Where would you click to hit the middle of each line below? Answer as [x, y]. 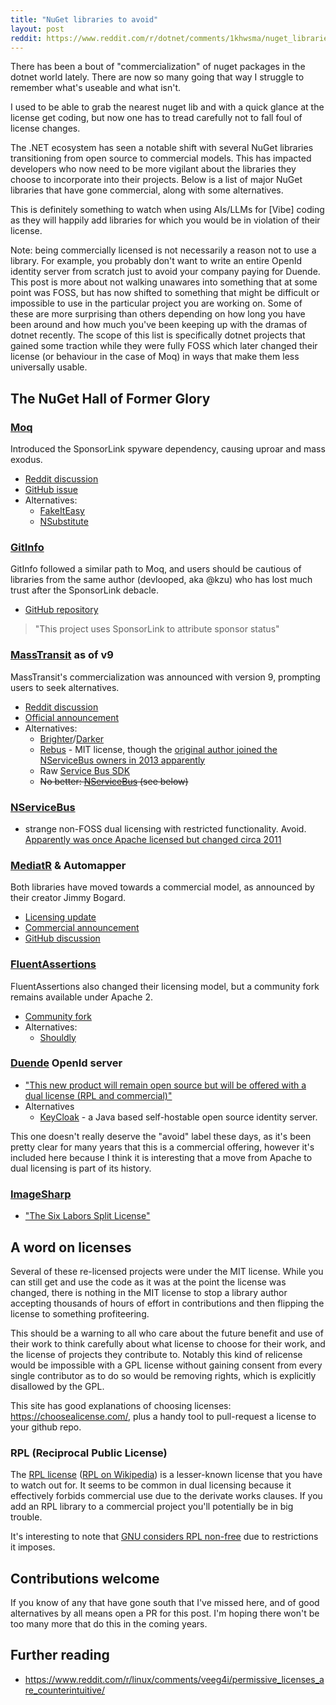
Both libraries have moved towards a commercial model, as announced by [162, 887]
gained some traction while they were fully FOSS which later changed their [164, 346]
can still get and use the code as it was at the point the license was [148, 1282]
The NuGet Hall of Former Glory [110, 398]
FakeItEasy [62, 511]
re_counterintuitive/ [65, 1690]
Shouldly [58, 1037]
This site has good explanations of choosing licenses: [121, 1405]
